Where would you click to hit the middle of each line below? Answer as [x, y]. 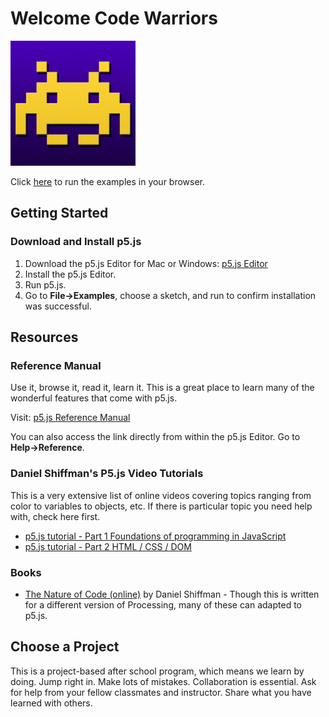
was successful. [58, 306]
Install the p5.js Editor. [70, 274]
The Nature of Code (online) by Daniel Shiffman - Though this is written [172, 594]
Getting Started [59, 213]
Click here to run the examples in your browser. [108, 181]
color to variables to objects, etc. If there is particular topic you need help [161, 506]
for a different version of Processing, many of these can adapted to [163, 604]
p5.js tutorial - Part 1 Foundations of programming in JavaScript [155, 536]
